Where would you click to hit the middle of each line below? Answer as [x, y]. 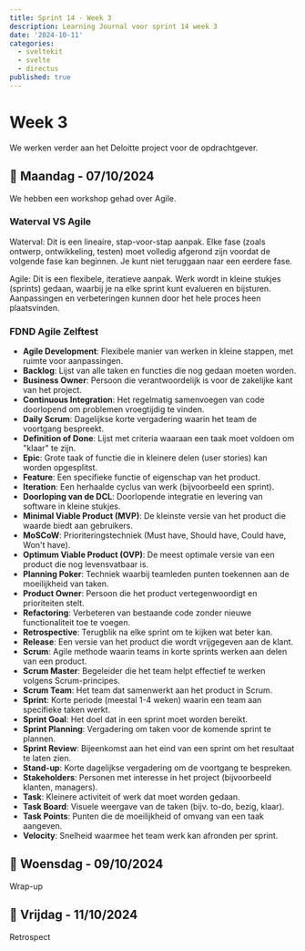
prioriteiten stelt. [53, 604]
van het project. [52, 390]
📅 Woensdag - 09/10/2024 [86, 864]
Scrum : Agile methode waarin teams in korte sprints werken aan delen [155, 652]
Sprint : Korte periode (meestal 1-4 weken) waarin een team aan [142, 700]
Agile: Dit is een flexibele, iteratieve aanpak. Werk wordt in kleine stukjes [145, 278]
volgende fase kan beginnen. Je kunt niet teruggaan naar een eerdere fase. [151, 261]
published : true [40, 78]
